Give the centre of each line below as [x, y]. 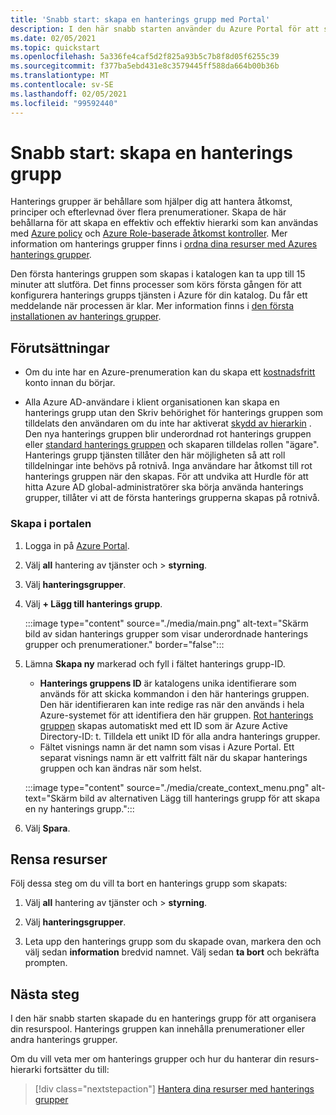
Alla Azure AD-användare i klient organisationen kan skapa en [152, 402]
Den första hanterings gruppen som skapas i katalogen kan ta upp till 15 [158, 274]
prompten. [46, 963]
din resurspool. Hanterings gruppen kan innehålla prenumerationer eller [158, 1029]
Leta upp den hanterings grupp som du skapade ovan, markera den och [173, 942]
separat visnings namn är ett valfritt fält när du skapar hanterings [173, 757]
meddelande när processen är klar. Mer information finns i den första [152, 306]
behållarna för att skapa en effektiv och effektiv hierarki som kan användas [164, 223]
